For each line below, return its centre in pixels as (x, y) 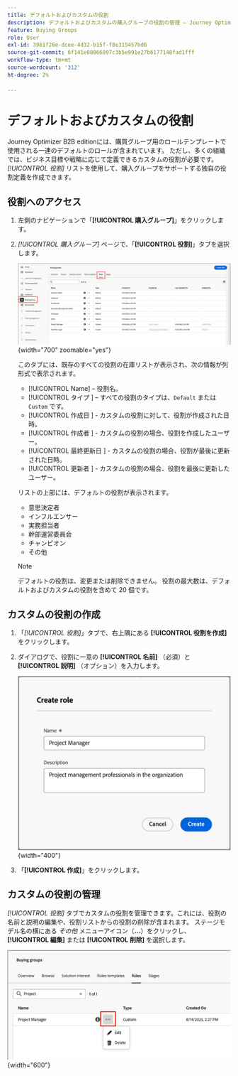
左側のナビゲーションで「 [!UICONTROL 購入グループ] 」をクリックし (118, 220)
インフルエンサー (53, 517)
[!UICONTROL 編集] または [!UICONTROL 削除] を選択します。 (98, 940)
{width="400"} (39, 856)
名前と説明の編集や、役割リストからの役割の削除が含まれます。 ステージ (113, 922)
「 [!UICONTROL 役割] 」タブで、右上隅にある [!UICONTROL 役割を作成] (122, 633)
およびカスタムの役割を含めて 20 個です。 (91, 590)
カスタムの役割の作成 (54, 614)
